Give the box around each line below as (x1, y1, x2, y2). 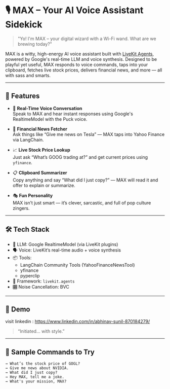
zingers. (12, 205, 30, 211)
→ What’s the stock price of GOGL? (5, 361, 80, 366)
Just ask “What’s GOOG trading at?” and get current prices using (12, 154, 148, 160)
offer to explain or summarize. (12, 182, 75, 188)
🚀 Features (5, 92, 40, 100)
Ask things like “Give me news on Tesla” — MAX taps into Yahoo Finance (12, 131, 165, 137)
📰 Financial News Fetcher (12, 126, 67, 132)
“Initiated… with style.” (17, 328, 65, 334)
